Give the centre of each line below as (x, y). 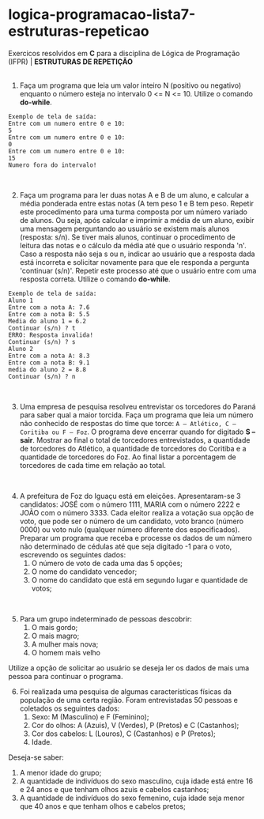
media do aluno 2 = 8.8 (47, 369)
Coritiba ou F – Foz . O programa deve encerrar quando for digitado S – (137, 432)
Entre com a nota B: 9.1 (49, 362)
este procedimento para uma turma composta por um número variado (133, 212)
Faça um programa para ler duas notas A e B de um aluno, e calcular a (134, 194)
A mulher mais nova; (65, 644)
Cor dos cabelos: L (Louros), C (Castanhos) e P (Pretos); (123, 734)
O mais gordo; (55, 627)
